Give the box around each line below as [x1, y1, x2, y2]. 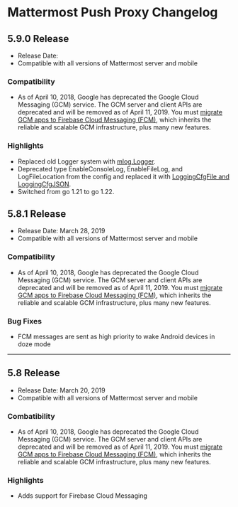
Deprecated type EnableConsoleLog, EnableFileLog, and [17, 164, 183, 173]
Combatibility [7, 411, 55, 421]
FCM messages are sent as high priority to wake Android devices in [17, 332, 215, 341]
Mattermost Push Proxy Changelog [7, 4, 218, 21]
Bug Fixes [7, 316, 42, 326]
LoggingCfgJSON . [17, 179, 72, 188]
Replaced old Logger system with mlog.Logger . [17, 157, 156, 166]
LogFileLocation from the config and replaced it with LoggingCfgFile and [17, 172, 230, 181]
